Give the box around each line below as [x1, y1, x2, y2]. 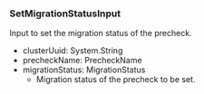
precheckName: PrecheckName [22, 55, 142, 66]
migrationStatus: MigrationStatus [22, 64, 146, 75]
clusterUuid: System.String [22, 45, 123, 56]
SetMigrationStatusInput [9, 7, 121, 20]
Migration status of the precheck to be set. [35, 74, 196, 85]
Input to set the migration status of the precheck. [9, 28, 192, 39]
